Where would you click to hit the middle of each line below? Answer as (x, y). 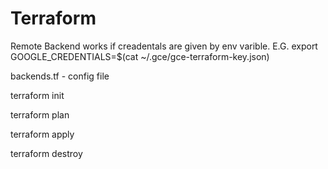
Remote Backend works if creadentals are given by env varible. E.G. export (164, 46)
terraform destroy (46, 153)
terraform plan (40, 114)
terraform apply (42, 134)
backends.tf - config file (60, 76)
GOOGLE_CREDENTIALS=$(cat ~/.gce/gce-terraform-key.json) (140, 56)
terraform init (37, 95)
